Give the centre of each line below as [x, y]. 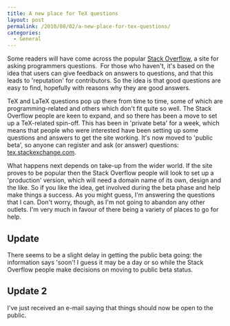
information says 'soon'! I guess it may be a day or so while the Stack [105, 262]
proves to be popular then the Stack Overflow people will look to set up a [111, 173]
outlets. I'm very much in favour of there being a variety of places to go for [113, 210]
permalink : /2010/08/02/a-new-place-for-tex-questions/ [89, 26]
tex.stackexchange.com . [42, 153]
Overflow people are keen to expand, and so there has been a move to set [112, 116]
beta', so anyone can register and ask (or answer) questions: [93, 145]
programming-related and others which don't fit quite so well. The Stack [109, 109]
